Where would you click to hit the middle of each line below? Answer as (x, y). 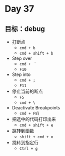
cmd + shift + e (36, 125)
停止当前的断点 (27, 91)
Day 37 (19, 9)
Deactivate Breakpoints (36, 108)
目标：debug (25, 29)
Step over (22, 58)
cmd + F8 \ (29, 113)
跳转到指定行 (25, 143)
